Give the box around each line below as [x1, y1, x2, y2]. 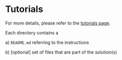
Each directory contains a [5, 29, 58, 35]
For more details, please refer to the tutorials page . [5, 20, 111, 26]
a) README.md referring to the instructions [5, 39, 89, 45]
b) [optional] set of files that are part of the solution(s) [5, 49, 117, 55]
